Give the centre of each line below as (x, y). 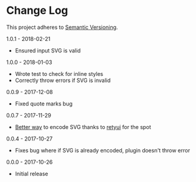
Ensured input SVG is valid (48, 50)
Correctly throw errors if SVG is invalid (63, 80)
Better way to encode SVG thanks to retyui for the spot (83, 127)
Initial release (31, 174)
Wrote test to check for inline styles (59, 74)
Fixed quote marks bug (44, 104)
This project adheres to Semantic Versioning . (62, 27)
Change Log (37, 11)
